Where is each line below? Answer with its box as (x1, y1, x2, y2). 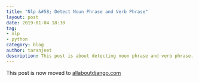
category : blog (6, 42, 44, 48)
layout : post (6, 14, 39, 20)
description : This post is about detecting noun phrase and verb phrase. (6, 53, 194, 59)
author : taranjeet (6, 48, 52, 53)
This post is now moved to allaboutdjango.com (6, 69, 121, 76)
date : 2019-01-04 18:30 (6, 20, 66, 26)
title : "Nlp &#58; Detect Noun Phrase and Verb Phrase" (6, 8, 148, 15)
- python (6, 36, 28, 42)
